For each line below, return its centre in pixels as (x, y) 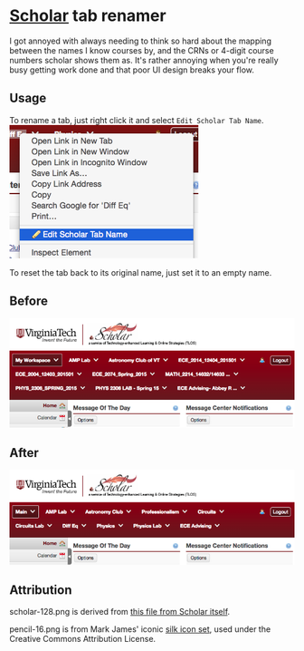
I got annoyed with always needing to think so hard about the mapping (140, 41)
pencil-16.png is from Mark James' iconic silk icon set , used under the (140, 629)
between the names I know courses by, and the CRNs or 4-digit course (142, 50)
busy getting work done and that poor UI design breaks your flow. (132, 70)
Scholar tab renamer (88, 16)
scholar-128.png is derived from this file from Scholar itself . (120, 612)
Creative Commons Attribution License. (83, 639)
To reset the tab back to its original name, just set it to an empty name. (141, 272)
